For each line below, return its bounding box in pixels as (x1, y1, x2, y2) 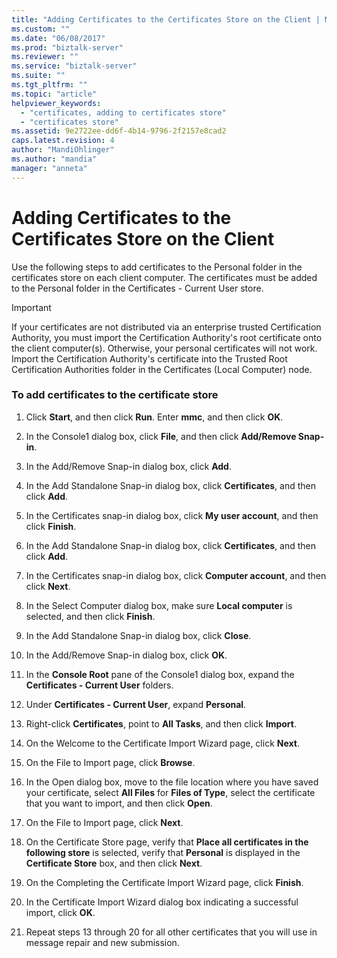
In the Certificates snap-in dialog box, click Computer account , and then (25, 569, 327, 581)
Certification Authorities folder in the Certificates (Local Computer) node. (11, 363, 313, 375)
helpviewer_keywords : (11, 98, 102, 108)
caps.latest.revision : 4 (11, 136, 115, 146)
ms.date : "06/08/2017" (11, 33, 106, 43)
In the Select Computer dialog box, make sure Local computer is (25, 599, 293, 611)
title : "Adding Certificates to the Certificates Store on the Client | (11, 14, 321, 25)
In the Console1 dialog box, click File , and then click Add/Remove (25, 430, 297, 442)
